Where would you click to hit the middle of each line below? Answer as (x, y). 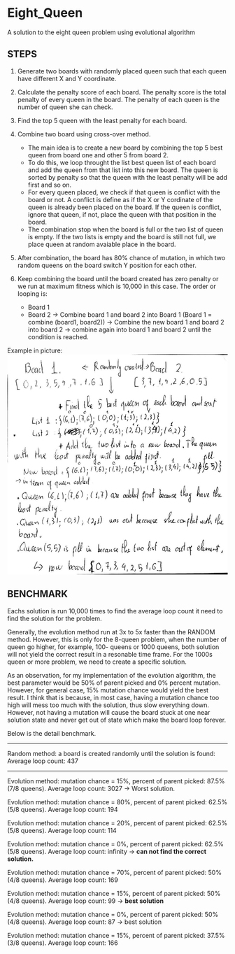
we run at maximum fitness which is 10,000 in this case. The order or (116, 286)
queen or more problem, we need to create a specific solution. (97, 662)
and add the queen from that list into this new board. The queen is (123, 170)
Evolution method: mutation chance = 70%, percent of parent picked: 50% (115, 872)
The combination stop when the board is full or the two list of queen (126, 229)
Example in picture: (35, 350)
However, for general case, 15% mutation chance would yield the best (108, 690)
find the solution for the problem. (55, 618)
